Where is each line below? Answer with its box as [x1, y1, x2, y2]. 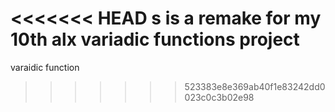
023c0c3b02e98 [184, 91, 255, 103]
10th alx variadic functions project [10, 28, 300, 51]
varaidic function [10, 61, 80, 73]
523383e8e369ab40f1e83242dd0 [184, 80, 326, 92]
